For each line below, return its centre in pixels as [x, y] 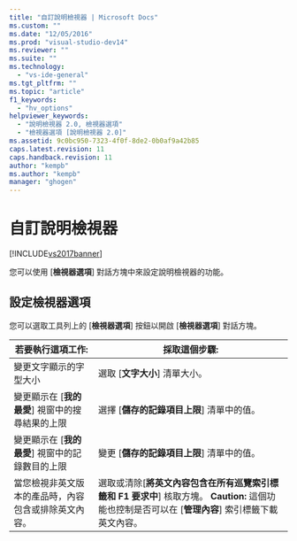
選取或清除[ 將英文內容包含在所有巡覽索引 [184, 483]
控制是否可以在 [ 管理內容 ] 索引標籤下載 [197, 509]
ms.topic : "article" [47, 91]
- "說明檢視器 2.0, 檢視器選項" [70, 125]
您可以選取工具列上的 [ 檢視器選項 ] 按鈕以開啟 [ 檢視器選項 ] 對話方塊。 [136, 325]
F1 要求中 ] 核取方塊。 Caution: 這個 [192, 496]
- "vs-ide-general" [53, 75]
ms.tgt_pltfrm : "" [43, 83]
